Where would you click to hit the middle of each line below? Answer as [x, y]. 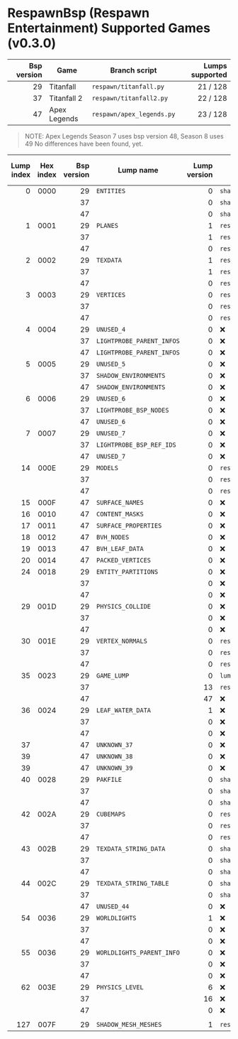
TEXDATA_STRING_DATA [131, 849]
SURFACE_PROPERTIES [129, 526]
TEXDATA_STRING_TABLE [133, 883]
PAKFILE [109, 779]
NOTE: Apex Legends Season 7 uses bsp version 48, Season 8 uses [124, 136]
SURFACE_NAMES [120, 502]
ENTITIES [111, 191]
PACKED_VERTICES [124, 560]
